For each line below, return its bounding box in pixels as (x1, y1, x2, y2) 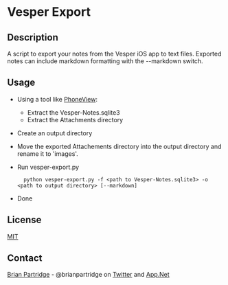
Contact (7, 252, 43, 264)
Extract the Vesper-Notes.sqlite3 (27, 108, 120, 117)
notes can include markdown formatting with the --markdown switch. (7, 57, 204, 65)
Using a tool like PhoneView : (16, 95, 98, 103)
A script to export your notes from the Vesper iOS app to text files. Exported (7, 49, 222, 58)
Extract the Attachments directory (27, 115, 124, 124)
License (7, 214, 42, 226)
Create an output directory (16, 128, 93, 137)
